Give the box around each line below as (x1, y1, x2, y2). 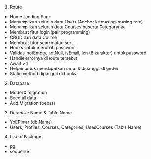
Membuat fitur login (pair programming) (9, 29, 90, 35)
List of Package (9, 134, 42, 139)
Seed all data (9, 95, 37, 101)
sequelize (9, 149, 29, 154)
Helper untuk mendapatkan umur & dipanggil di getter (9, 66, 119, 71)
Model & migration (9, 90, 47, 95)
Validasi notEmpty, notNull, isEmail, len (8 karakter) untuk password (9, 50, 147, 56)
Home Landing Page (9, 14, 51, 19)
